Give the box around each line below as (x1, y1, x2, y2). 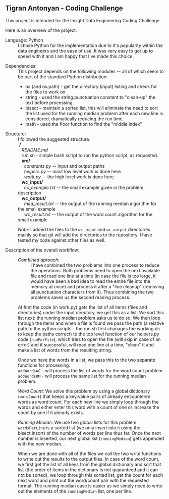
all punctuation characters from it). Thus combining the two (30, 289, 154, 295)
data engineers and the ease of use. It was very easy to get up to (18, 47, 153, 54)
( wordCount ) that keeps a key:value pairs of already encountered (18, 393, 151, 400)
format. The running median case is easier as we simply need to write (18, 482, 163, 489)
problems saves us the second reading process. (30, 294, 131, 300)
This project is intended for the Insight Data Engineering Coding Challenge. (5, 17, 161, 23)
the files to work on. (25, 88, 67, 95)
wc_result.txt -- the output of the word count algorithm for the (24, 211, 153, 217)
